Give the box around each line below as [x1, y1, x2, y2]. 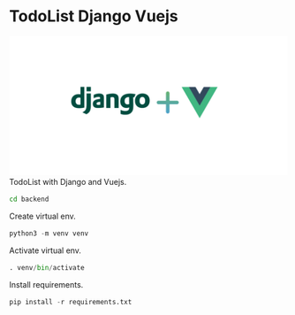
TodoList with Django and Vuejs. [9, 176, 127, 187]
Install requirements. [9, 279, 84, 289]
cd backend [9, 195, 49, 204]
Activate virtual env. [9, 245, 82, 256]
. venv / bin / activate [9, 263, 86, 272]
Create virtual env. [9, 211, 77, 221]
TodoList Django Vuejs [9, 6, 178, 27]
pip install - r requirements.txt [9, 297, 132, 306]
